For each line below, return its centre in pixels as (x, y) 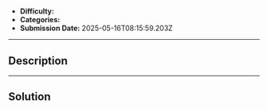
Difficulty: (37, 11)
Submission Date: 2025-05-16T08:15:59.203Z (96, 28)
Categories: (40, 20)
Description (38, 61)
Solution (30, 97)
